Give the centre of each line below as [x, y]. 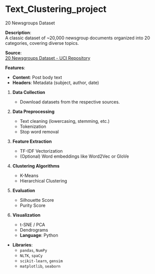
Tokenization [33, 126]
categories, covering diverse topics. [42, 43]
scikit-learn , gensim [41, 261]
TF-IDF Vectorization [41, 151]
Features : [15, 68]
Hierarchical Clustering [43, 181]
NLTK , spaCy [31, 255]
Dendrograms [34, 230]
